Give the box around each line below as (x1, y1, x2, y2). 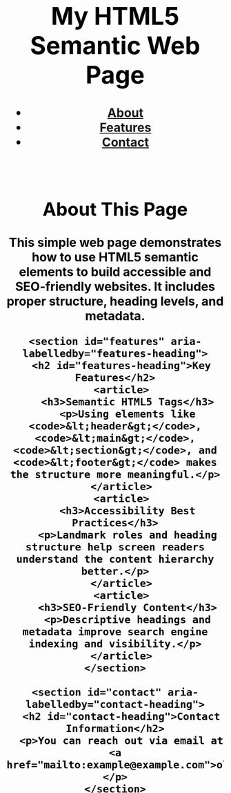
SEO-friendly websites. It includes (15, 279, 215, 295)
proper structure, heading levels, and (6, 293, 224, 309)
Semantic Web (30, 30, 201, 60)
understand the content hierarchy (16, 552, 214, 566)
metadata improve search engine (22, 625, 208, 638)
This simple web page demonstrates (8, 234, 222, 250)
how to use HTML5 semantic (31, 249, 199, 265)
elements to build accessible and (19, 264, 212, 279)
